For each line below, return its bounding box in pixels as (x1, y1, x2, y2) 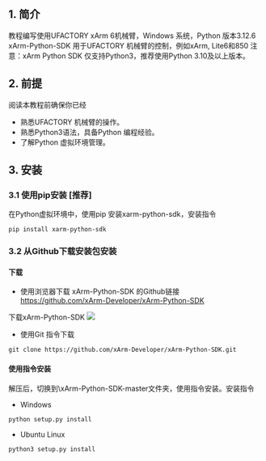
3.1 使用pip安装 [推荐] (8, 189, 92, 201)
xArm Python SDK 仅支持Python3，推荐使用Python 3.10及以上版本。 (22, 51, 251, 61)
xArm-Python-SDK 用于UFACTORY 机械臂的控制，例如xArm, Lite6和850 (8, 40, 249, 50)
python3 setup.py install (8, 445, 95, 453)
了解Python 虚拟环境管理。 (19, 137, 111, 147)
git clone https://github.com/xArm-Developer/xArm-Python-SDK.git (8, 346, 237, 354)
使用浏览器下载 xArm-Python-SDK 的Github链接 (19, 286, 180, 297)
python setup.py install (8, 415, 92, 423)
